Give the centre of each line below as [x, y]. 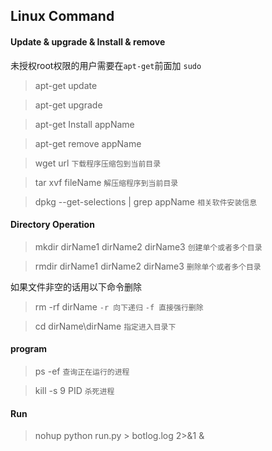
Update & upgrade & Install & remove [88, 41]
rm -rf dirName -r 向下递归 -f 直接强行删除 [119, 306]
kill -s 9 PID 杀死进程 [74, 390]
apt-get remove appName [88, 143]
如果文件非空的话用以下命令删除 [76, 286]
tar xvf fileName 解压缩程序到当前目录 [106, 182]
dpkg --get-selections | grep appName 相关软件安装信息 [146, 201]
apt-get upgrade [68, 105]
